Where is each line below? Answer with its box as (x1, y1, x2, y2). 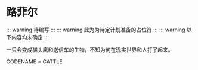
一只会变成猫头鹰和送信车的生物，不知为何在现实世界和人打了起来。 (6, 46, 174, 53)
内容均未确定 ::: (11, 33, 49, 40)
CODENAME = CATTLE (6, 58, 63, 65)
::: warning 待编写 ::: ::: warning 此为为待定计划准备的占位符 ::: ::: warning (6, 26, 185, 33)
